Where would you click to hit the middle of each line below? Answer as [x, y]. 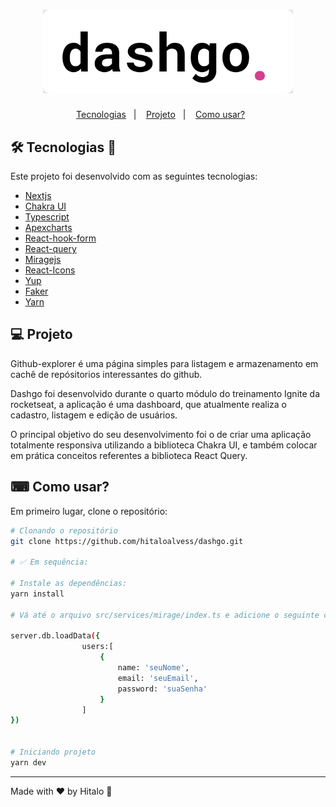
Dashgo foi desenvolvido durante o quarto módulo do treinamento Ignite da [165, 393]
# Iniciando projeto [53, 752]
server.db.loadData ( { [55, 636]
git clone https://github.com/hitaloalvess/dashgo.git [127, 541]
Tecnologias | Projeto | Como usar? [161, 115]
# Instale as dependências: [69, 584]
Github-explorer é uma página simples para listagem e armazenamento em [164, 363]
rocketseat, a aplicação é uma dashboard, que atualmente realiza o [148, 404]
